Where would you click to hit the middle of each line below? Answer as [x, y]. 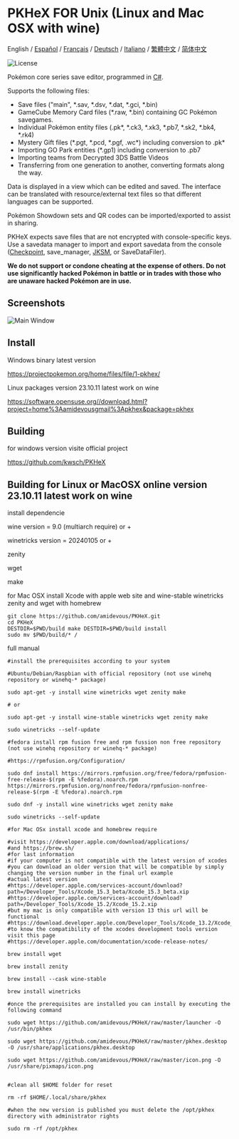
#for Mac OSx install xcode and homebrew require [83, 830]
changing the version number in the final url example [90, 873]
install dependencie [36, 513]
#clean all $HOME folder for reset [60, 1085]
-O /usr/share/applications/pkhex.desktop [71, 1048]
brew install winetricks [44, 992]
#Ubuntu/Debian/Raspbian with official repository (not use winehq [110, 674]
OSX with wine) [54, 28]
